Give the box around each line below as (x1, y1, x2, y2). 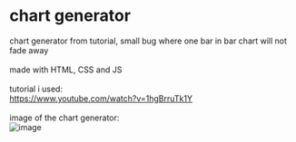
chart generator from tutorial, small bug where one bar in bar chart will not (9, 35, 288, 46)
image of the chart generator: (9, 112, 120, 123)
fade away (9, 44, 49, 55)
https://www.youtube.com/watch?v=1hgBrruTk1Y (9, 92, 193, 104)
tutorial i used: (9, 83, 64, 94)
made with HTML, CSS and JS (9, 64, 123, 75)
